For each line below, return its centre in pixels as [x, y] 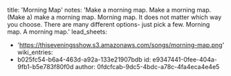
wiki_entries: [35, 52]
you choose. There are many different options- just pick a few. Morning [109, 24]
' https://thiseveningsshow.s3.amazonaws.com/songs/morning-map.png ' [121, 45]
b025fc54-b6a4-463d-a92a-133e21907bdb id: [84, 60]
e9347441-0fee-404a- [185, 60]
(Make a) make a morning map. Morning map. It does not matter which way [114, 17]
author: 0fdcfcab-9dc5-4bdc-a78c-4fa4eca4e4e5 [147, 67]
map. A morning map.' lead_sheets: [57, 31]
